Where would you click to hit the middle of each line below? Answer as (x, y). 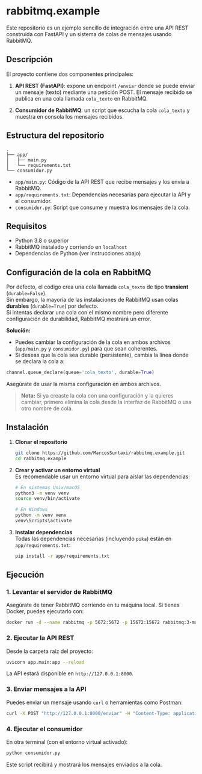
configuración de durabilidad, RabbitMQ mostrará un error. (79, 319)
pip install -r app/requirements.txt (62, 556)
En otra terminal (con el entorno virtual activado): (67, 741)
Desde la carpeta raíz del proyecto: (50, 651)
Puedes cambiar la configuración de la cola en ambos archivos (93, 342)
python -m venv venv (41, 515)
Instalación (28, 427)
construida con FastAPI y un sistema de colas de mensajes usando (89, 34)
